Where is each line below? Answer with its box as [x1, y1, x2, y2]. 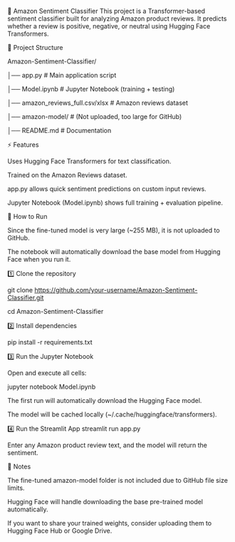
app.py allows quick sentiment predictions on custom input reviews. [7, 185, 207, 193]
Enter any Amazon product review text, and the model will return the [7, 441, 208, 449]
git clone [7, 286, 33, 294]
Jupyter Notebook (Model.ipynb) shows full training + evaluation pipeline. [7, 198, 223, 207]
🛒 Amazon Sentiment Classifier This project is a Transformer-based [7, 7, 205, 15]
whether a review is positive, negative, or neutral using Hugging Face [7, 22, 211, 30]
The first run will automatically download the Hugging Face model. [7, 397, 202, 404]
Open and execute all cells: [7, 369, 87, 377]
